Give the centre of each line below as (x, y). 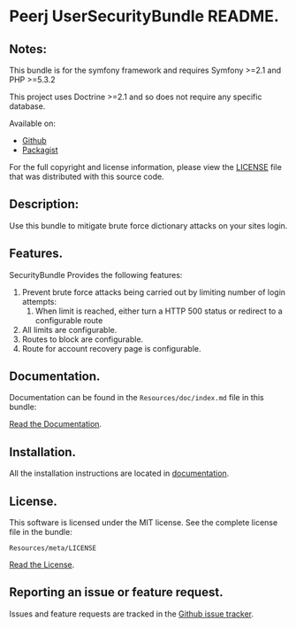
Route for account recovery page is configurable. (111, 348)
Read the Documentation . (56, 424)
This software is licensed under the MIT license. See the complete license (144, 523)
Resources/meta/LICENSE (53, 548)
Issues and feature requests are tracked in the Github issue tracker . (132, 614)
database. (27, 106)
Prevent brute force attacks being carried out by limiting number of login (153, 292)
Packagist (40, 150)
